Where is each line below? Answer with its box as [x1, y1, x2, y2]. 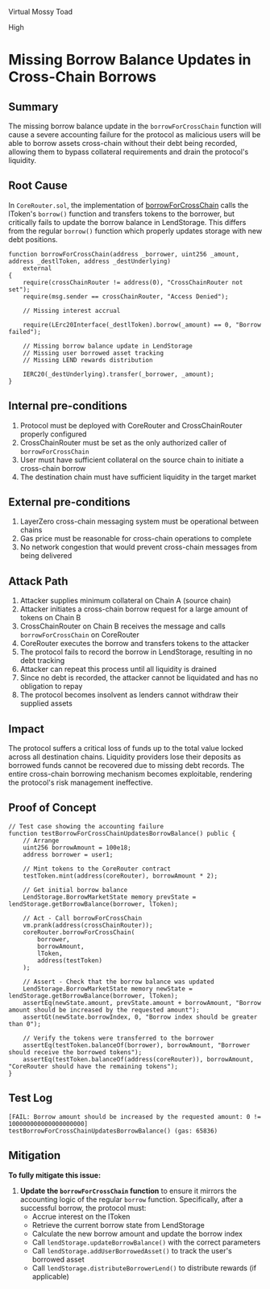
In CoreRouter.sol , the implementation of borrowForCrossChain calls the [8, 200, 249, 210]
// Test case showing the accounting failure [8, 822, 164, 830]
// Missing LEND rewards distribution [23, 356, 153, 364]
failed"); [8, 327, 42, 336]
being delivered [19, 551, 73, 561]
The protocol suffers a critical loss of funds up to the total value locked [8, 744, 243, 753]
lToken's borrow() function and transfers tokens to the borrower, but [8, 209, 235, 219]
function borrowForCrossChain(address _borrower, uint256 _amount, [8, 250, 240, 258]
